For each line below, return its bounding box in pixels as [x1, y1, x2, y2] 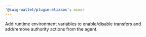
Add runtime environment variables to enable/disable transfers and [5, 21, 142, 27]
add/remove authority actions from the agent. [5, 26, 98, 32]
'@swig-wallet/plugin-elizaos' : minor [5, 7, 85, 12]
